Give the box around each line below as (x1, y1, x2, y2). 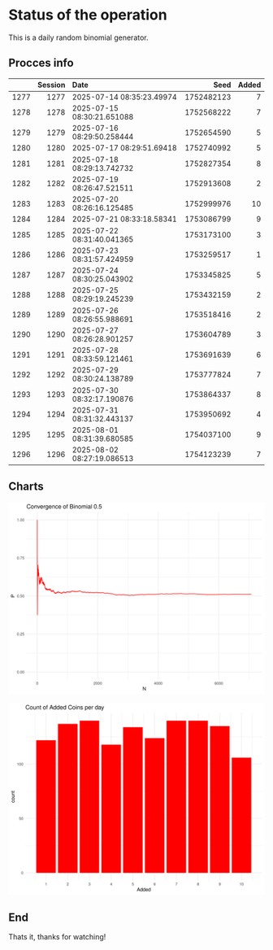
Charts (8, 480, 45, 494)
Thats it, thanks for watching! (8, 932, 106, 942)
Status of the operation (8, 6, 168, 24)
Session (37, 80, 66, 90)
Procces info (8, 56, 75, 70)
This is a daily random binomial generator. (8, 33, 149, 42)
